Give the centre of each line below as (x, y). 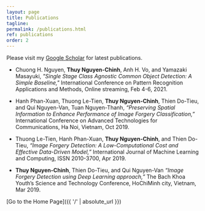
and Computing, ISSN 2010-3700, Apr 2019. (71, 158)
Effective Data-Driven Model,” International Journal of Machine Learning (107, 152)
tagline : (17, 23)
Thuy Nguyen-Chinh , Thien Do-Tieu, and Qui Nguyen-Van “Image (99, 170)
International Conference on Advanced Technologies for (86, 120)
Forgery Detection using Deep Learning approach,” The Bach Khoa (100, 177)
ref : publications (30, 35)
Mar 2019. (28, 190)
